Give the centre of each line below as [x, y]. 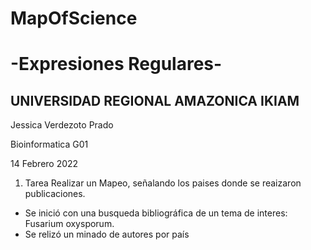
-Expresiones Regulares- [116, 64]
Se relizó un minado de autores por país [107, 234]
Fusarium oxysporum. [69, 224]
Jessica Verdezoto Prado [62, 125]
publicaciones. [55, 194]
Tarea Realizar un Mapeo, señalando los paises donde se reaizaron [163, 183]
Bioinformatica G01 [49, 144]
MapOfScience [74, 18]
